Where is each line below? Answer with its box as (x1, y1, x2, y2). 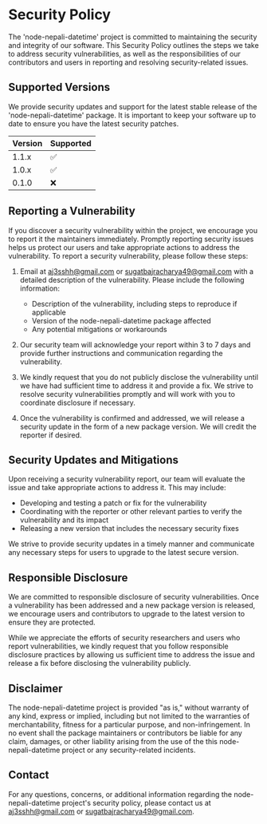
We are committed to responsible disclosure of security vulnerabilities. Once (8, 592, 259, 602)
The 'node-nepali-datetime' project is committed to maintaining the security (8, 32, 257, 42)
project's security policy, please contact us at (61, 798, 211, 807)
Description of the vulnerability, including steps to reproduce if (31, 299, 238, 308)
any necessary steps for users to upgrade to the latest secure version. (8, 548, 239, 557)
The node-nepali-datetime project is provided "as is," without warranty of (8, 703, 249, 712)
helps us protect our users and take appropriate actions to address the (8, 242, 241, 252)
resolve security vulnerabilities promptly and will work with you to (19, 389, 235, 398)
